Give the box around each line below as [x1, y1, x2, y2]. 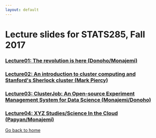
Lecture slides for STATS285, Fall [5, 28, 146, 40]
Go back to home [5, 127, 41, 133]
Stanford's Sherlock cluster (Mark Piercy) [5, 77, 108, 84]
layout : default [5, 7, 39, 12]
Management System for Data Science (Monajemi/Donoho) [5, 96, 152, 103]
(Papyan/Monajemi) [5, 116, 54, 123]
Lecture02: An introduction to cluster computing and [5, 70, 136, 77]
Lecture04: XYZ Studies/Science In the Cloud [5, 110, 118, 117]
